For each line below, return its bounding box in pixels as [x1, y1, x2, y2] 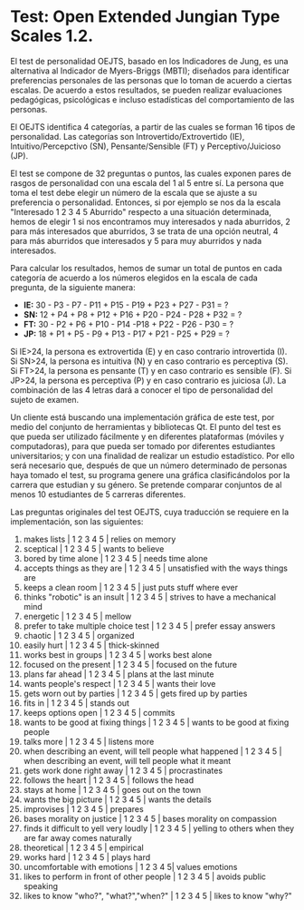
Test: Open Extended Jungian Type [10, 6, 280, 27]
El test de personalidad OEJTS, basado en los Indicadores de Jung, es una [10, 55, 289, 66]
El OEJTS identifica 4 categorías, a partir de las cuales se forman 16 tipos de [10, 121, 296, 132]
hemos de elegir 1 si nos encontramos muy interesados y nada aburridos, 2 [10, 216, 290, 227]
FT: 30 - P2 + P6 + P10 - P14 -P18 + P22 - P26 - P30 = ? [23, 318, 234, 329]
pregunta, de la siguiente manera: [10, 281, 136, 292]
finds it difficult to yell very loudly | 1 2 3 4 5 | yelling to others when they [23, 823, 295, 834]
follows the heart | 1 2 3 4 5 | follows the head [23, 774, 195, 786]
